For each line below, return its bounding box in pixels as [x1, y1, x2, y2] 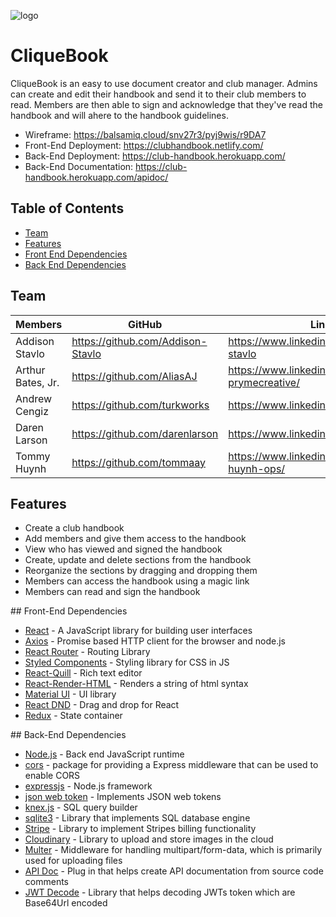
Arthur [15, 363, 46, 377]
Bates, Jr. [15, 375, 60, 389]
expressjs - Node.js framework [24, 780, 153, 792]
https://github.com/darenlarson [71, 426, 219, 440]
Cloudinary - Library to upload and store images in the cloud [24, 833, 274, 845]
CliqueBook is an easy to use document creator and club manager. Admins [10, 77, 318, 89]
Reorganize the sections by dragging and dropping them [24, 565, 258, 577]
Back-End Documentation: [24, 160, 134, 172]
